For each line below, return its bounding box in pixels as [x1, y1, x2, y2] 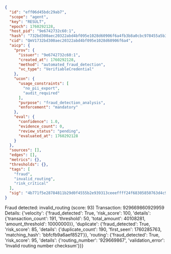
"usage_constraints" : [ [18, 81, 69, 86]
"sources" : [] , [9, 147, 42, 153]
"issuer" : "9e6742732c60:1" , [18, 52, 81, 57]
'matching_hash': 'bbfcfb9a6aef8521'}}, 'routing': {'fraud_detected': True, [5, 231, 160, 238]
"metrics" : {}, [9, 157, 42, 162]
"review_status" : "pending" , [18, 129, 81, 134]
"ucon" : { [14, 76, 35, 81]
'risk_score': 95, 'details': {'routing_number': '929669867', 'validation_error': [5, 237, 165, 243]
